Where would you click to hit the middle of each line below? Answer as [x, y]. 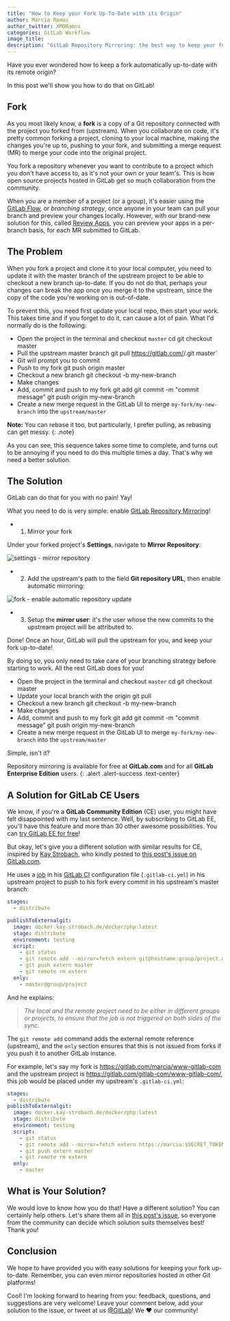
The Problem [35, 252]
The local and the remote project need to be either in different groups [122, 1010]
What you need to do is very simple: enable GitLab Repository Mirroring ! [109, 511]
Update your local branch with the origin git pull [84, 696]
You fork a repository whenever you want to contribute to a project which [110, 166]
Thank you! [23, 1229]
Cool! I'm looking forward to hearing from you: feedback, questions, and [109, 1296]
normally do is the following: [47, 325]
